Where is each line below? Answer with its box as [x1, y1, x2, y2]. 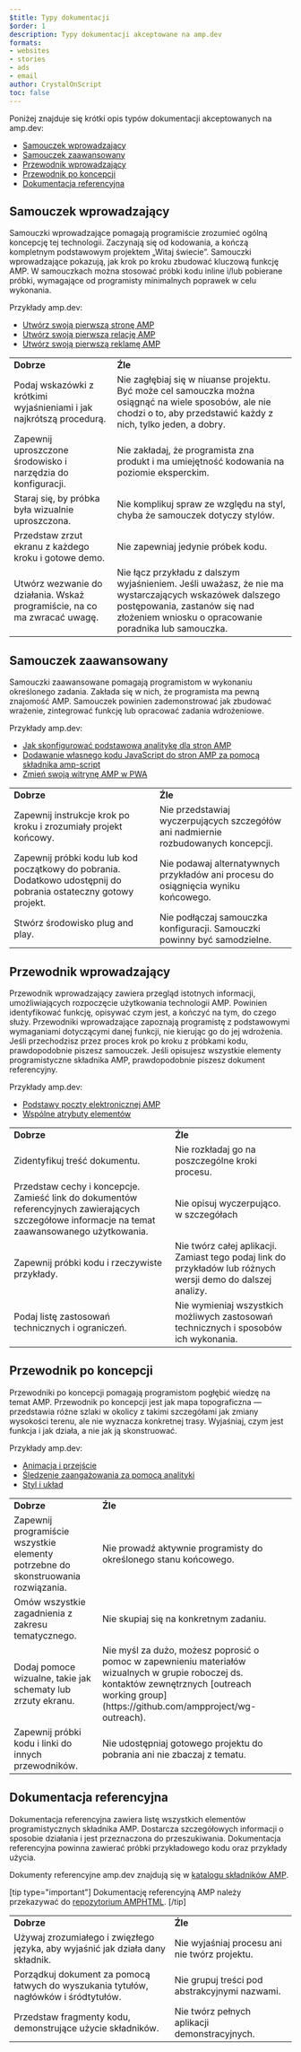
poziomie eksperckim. [116, 467, 210, 479]
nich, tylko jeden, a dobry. [116, 418, 226, 431]
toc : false [9, 88, 50, 97]
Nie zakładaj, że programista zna [116, 444, 254, 457]
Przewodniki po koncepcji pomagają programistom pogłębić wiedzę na [9, 1387, 271, 1398]
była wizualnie [13, 503, 74, 516]
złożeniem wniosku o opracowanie [116, 611, 262, 624]
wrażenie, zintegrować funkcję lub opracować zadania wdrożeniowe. [9, 705, 264, 716]
